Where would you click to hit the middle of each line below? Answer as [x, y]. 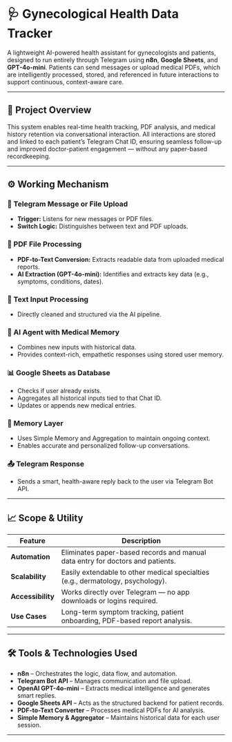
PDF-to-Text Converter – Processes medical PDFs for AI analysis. [111, 710]
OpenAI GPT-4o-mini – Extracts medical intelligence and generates [114, 688]
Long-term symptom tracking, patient [123, 612]
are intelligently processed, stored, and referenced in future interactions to [113, 75]
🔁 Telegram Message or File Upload [68, 204]
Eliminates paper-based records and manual [134, 553]
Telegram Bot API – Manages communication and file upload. [104, 681]
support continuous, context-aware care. [66, 82]
